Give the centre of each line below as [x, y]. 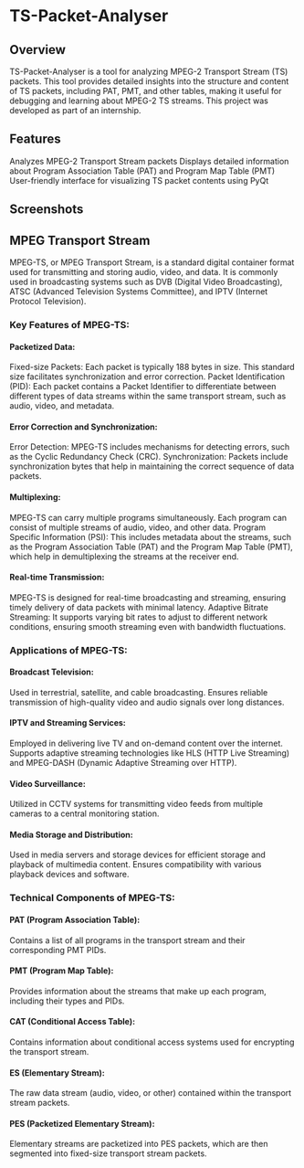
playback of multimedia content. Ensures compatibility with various [136, 865]
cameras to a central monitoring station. [84, 813]
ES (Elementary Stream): [57, 1072]
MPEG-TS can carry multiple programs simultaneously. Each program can [148, 517]
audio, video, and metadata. [62, 406]
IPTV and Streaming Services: [68, 723]
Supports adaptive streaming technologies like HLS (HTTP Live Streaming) [150, 753]
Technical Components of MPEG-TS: [92, 898]
